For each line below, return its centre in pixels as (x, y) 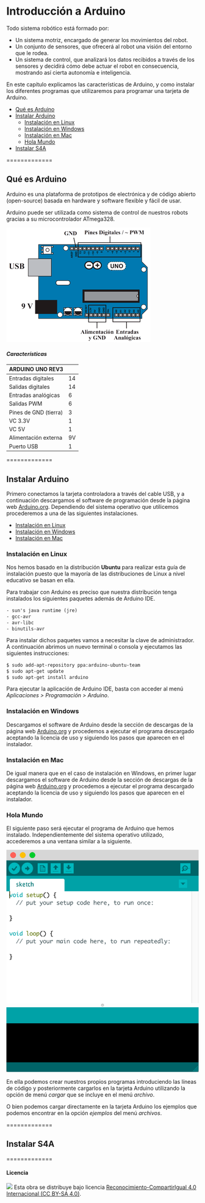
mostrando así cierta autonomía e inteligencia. (73, 72)
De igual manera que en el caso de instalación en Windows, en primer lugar (101, 773)
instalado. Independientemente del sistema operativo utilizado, (85, 835)
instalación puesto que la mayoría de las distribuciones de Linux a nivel (95, 574)
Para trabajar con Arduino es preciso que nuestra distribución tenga (92, 592)
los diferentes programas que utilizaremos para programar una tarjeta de (98, 91)
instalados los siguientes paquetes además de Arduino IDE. (81, 599)
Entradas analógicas (34, 395)
